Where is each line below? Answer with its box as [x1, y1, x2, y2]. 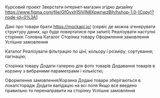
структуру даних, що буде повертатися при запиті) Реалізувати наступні [5, 29, 156, 34]
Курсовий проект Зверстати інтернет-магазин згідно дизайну [5, 4, 133, 10]
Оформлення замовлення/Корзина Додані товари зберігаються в [5, 77, 141, 83]
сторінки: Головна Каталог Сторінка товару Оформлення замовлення [5, 34, 149, 40]
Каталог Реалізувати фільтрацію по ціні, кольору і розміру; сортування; [5, 48, 154, 54]
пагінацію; [5, 54, 27, 59]
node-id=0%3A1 [5, 14, 38, 20]
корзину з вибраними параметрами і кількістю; [5, 68, 104, 74]
